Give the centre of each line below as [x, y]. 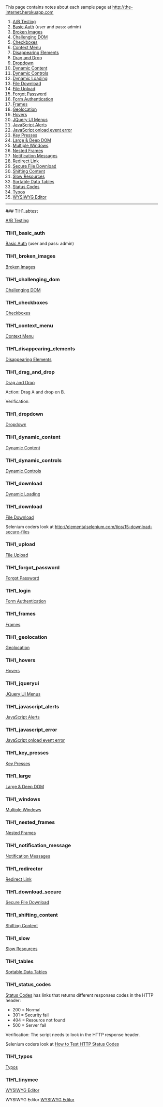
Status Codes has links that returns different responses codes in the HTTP [80, 995]
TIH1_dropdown [24, 414]
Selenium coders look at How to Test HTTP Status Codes [62, 1044]
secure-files [17, 532]
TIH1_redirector [24, 869]
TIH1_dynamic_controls [34, 460]
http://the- [123, 7]
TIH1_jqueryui [22, 683]
